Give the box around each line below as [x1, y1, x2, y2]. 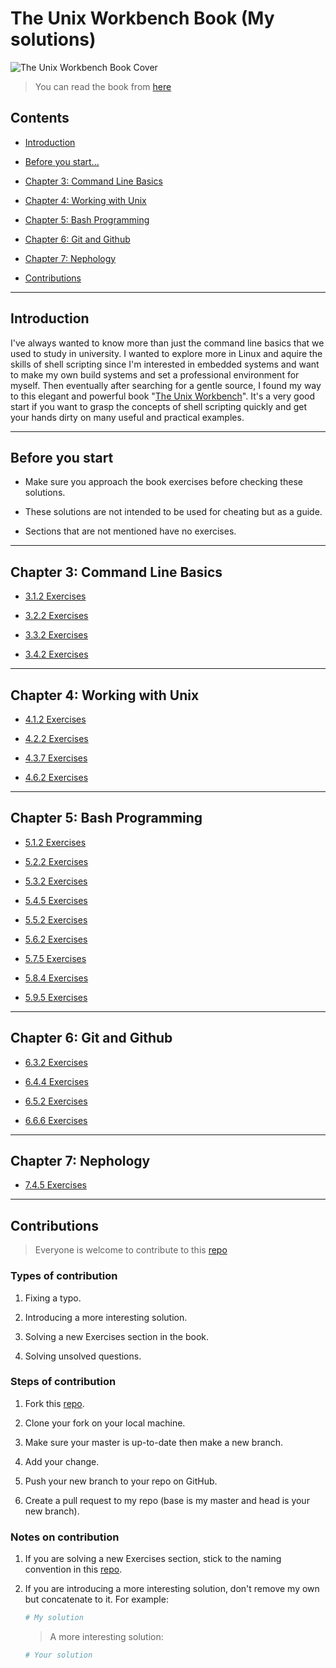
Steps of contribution [10, 1375, 117, 1389]
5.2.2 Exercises [24, 855, 89, 867]
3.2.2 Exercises [24, 610, 89, 622]
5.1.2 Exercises [24, 836, 87, 848]
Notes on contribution [10, 1530, 120, 1544]
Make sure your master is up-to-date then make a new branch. [24, 1436, 284, 1448]
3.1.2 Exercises [24, 590, 87, 602]
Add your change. [24, 1455, 100, 1467]
